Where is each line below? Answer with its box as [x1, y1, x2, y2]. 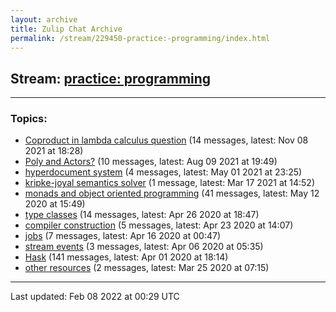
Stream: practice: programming [10, 70, 212, 87]
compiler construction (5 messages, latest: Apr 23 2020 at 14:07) [24, 219, 294, 231]
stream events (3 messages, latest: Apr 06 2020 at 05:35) [24, 241, 264, 253]
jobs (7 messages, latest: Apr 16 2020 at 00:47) [24, 230, 222, 242]
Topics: [10, 112, 48, 126]
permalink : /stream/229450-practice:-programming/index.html [10, 33, 271, 43]
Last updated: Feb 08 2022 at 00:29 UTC [10, 291, 180, 303]
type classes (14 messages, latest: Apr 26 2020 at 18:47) [24, 209, 260, 221]
